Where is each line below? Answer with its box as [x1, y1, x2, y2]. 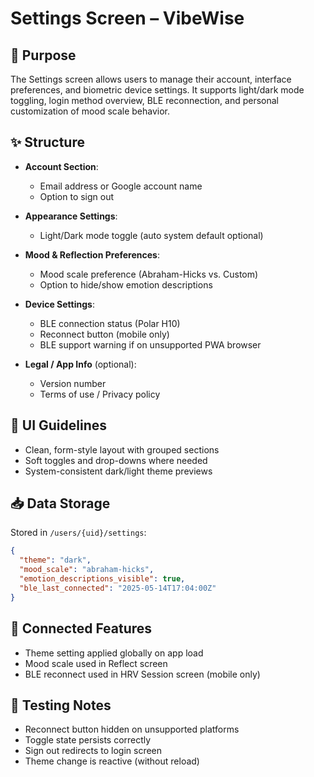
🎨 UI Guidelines [10, 417, 107, 434]
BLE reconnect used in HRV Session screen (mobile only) [24, 668, 261, 680]
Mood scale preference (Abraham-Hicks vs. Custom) [39, 268, 259, 280]
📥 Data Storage [10, 495, 111, 512]
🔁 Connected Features [10, 620, 153, 637]
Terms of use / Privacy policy [39, 388, 161, 400]
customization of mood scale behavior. [10, 105, 171, 117]
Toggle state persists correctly [24, 734, 152, 746]
